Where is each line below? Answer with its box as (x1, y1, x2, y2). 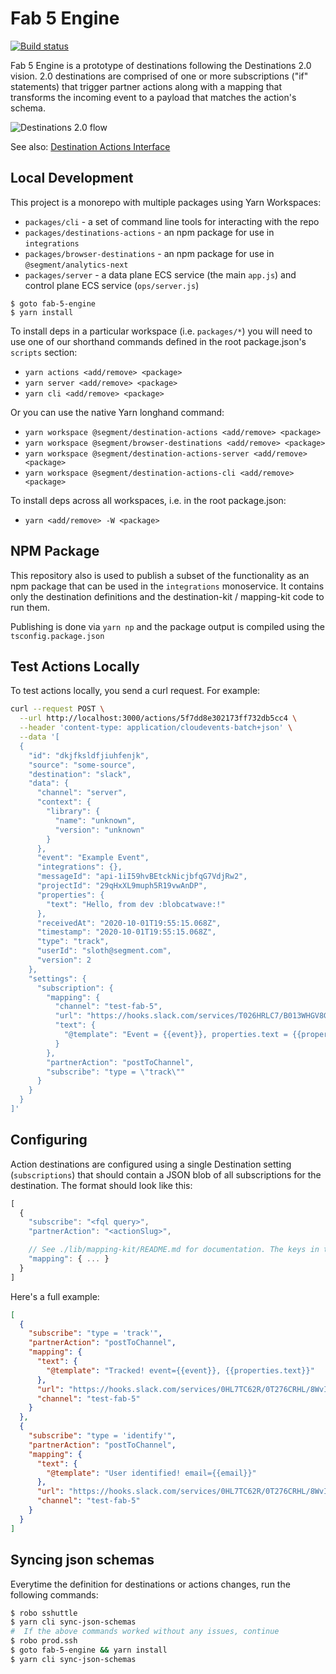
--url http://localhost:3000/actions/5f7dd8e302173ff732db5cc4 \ (19, 713, 298, 724)
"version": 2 (36, 955, 92, 965)
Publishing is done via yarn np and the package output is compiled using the (10, 620, 325, 632)
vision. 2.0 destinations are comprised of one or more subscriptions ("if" (10, 70, 309, 82)
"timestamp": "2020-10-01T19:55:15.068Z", (36, 927, 217, 937)
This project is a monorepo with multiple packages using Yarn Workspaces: (10, 196, 322, 208)
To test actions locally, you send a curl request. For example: (10, 685, 261, 697)
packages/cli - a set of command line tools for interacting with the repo (24, 215, 320, 227)
